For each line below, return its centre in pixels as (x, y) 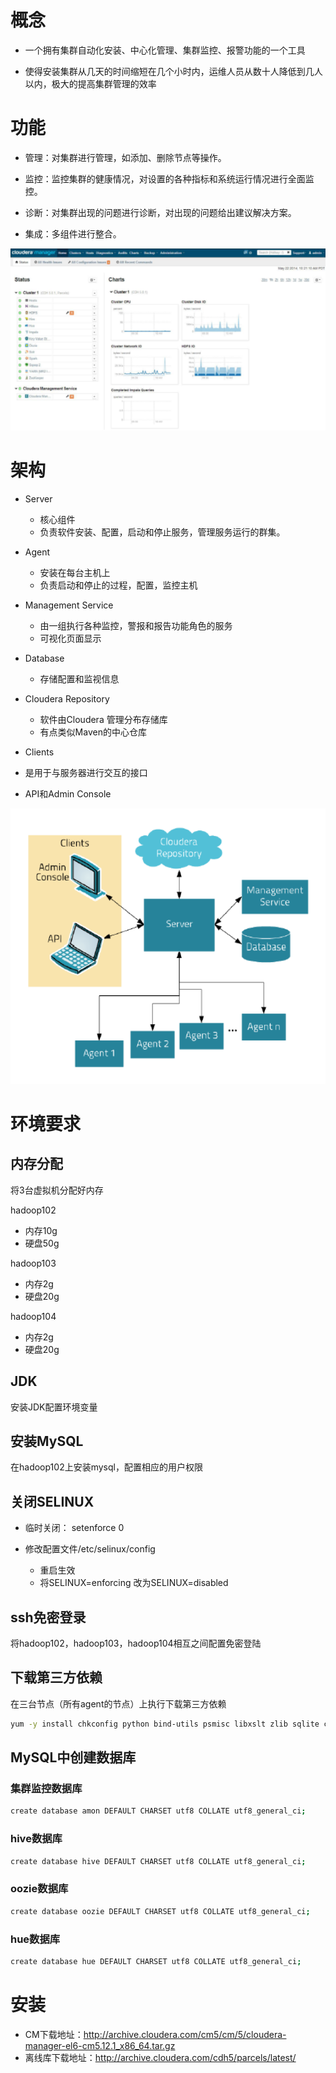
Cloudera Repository (67, 698)
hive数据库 (36, 1839)
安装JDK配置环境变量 (54, 1407)
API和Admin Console (68, 793)
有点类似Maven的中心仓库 (93, 732)
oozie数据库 (39, 1889)
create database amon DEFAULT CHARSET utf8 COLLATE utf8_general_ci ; (158, 1811)
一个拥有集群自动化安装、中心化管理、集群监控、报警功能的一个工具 (165, 50)
